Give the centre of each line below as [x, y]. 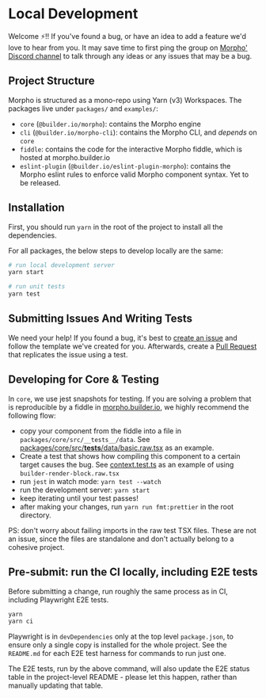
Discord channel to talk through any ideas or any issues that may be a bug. [130, 55]
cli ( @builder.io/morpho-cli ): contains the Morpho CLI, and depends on [138, 132]
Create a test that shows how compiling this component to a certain [130, 456]
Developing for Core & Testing [84, 380]
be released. [40, 182]
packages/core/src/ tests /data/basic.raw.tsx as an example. [117, 448]
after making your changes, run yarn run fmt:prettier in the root [127, 506]
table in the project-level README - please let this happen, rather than [123, 677]
